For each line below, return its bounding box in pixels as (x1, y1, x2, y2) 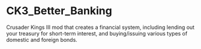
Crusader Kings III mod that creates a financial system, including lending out (6, 24, 195, 31)
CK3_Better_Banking (6, 4, 112, 18)
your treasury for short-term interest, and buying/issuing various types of (6, 30, 188, 37)
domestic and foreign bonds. (6, 36, 78, 43)
